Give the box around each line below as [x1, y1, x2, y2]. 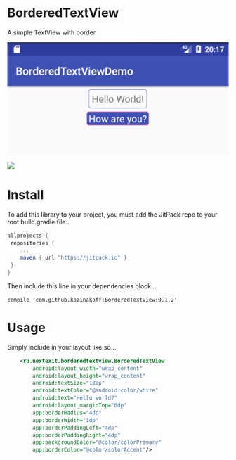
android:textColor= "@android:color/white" [32, 387, 159, 395]
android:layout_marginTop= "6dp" [32, 402, 128, 409]
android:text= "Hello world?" [32, 395, 118, 402]
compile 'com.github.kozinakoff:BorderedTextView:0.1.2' [7, 296, 178, 303]
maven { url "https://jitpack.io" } [20, 255, 128, 262]
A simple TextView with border [7, 28, 96, 37]
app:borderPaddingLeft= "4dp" [32, 424, 118, 431]
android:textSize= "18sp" [32, 380, 105, 387]
